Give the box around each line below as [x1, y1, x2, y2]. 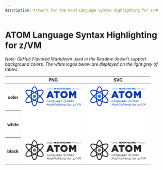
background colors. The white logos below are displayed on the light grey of [5, 61, 158, 67]
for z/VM [5, 39, 42, 51]
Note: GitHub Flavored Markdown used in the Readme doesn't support [5, 56, 147, 62]
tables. [5, 66, 19, 72]
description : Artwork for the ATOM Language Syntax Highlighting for [5, 8, 149, 13]
